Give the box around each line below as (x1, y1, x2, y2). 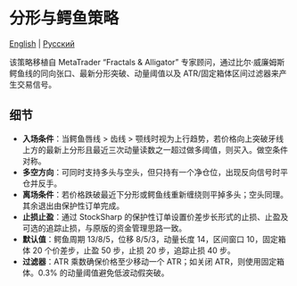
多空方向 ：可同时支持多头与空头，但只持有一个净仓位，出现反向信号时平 (21, 166, 288, 177)
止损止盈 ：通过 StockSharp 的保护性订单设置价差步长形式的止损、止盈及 (21, 211, 289, 222)
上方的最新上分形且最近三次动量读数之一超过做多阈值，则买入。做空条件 (21, 144, 288, 155)
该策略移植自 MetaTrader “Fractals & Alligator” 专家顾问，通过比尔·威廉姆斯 (9, 56, 285, 67)
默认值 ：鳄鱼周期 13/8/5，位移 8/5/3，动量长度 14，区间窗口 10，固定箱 (21, 233, 286, 244)
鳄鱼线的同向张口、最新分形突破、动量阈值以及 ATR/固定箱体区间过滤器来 (9, 68, 279, 79)
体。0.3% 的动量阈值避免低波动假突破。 (21, 267, 169, 278)
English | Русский (9, 38, 75, 49)
